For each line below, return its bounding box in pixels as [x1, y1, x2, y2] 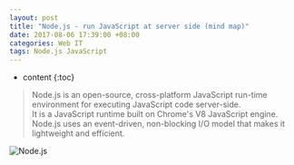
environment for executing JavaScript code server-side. [31, 99, 241, 110]
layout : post [9, 13, 59, 23]
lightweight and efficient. [31, 128, 125, 139]
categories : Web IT [9, 38, 83, 48]
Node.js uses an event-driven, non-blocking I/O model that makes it [31, 119, 286, 130]
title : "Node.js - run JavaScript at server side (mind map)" [9, 22, 250, 31]
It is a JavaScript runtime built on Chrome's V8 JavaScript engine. [31, 109, 279, 120]
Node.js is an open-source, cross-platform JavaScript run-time [31, 90, 268, 101]
